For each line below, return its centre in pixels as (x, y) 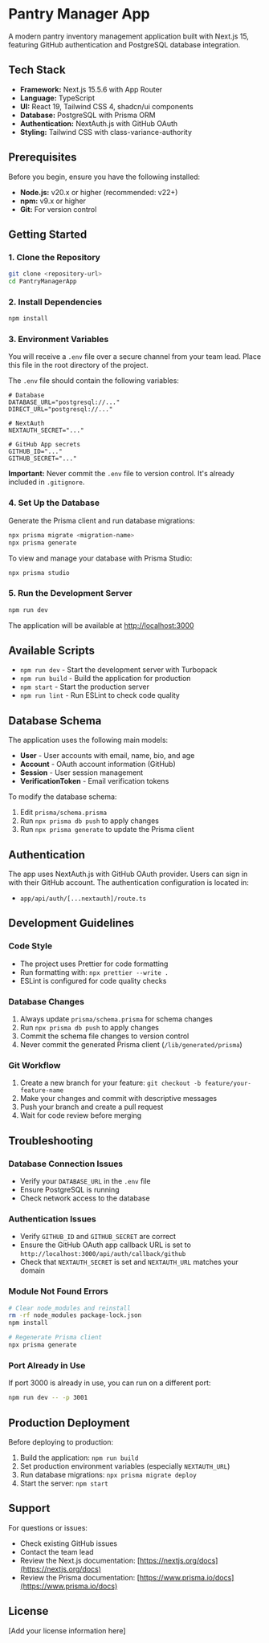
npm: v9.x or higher (53, 201)
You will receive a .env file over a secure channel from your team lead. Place (135, 357)
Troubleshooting (51, 1141)
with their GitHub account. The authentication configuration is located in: (128, 883)
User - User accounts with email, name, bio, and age (107, 756)
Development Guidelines (71, 923)
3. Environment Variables (59, 340)
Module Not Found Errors (58, 1291)
